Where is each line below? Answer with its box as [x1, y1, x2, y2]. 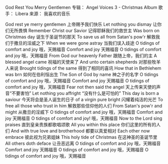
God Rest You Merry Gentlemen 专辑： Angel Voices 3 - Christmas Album [5, 5, 157, 10]
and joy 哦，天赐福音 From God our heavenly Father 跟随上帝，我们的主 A [5, 53, 157, 59]
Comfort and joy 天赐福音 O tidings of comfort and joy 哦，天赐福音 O [5, 147, 149, 152]
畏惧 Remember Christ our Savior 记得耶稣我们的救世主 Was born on [18, 28, 159, 34]
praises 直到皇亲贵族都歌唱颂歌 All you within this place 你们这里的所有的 [5, 122, 156, 127]
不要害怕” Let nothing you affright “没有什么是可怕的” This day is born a [12, 90, 159, 96]
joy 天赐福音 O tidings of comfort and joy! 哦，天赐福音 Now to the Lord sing [5, 115, 162, 121]
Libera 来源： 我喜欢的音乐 [15, 11, 70, 17]
